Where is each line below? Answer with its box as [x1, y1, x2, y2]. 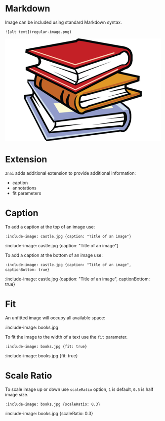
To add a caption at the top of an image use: [5, 224, 95, 230]
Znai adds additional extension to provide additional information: [5, 170, 136, 176]
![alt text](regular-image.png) [5, 29, 72, 35]
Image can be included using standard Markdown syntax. [5, 19, 122, 25]
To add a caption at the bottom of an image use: [5, 252, 103, 258]
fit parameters [12, 190, 41, 196]
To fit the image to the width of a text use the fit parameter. [5, 334, 128, 340]
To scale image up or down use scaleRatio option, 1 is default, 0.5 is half [5, 386, 154, 392]
